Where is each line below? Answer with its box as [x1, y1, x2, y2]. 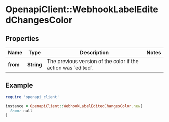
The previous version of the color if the [47, 58, 139, 65]
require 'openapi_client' [5, 94, 59, 99]
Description [80, 49, 109, 56]
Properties [5, 34, 39, 43]
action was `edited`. [47, 64, 94, 71]
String [27, 61, 42, 68]
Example [5, 81, 33, 90]
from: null [10, 108, 33, 113]
